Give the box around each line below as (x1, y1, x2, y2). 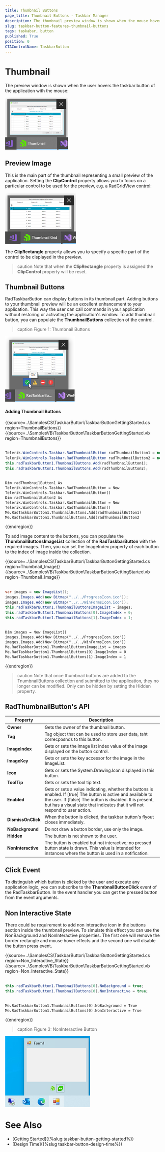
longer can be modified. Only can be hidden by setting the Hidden (17, 683, 151, 689)
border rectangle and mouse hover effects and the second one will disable (5, 938, 156, 944)
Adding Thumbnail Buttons (5, 408, 61, 414)
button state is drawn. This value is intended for (44, 845, 141, 851)
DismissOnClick (7, 817, 41, 823)
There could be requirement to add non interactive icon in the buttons (5, 922, 146, 928)
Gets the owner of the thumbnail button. (44, 724, 125, 730)
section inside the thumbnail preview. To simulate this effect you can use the (5, 927, 160, 933)
